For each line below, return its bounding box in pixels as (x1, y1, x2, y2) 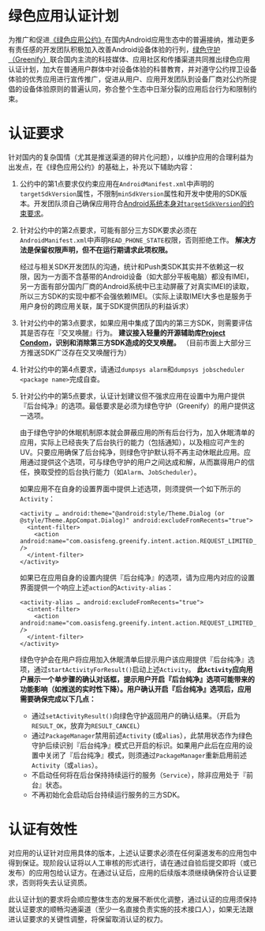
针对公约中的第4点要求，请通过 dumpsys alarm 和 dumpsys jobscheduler (19, 364, 245, 374)
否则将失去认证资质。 (21, 877, 91, 887)
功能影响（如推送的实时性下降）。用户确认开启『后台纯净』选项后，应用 (19, 684, 252, 693)
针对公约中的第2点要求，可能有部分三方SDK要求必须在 (19, 225, 197, 235)
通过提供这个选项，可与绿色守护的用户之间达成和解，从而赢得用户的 (26, 457, 248, 467)
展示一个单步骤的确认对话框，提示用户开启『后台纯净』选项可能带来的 (26, 674, 255, 684)
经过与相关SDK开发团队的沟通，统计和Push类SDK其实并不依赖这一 (19, 261, 237, 271)
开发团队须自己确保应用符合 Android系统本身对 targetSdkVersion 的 (33, 198, 248, 208)
